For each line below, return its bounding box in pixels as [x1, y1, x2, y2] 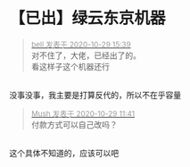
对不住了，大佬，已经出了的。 [30, 50, 141, 61]
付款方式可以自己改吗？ [30, 119, 118, 129]
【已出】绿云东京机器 [9, 8, 167, 29]
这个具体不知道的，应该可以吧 [9, 147, 119, 158]
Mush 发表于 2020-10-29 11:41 [30, 108, 136, 119]
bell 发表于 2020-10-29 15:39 [30, 39, 131, 49]
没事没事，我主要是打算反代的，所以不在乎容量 [9, 89, 181, 100]
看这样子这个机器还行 [30, 61, 110, 71]
